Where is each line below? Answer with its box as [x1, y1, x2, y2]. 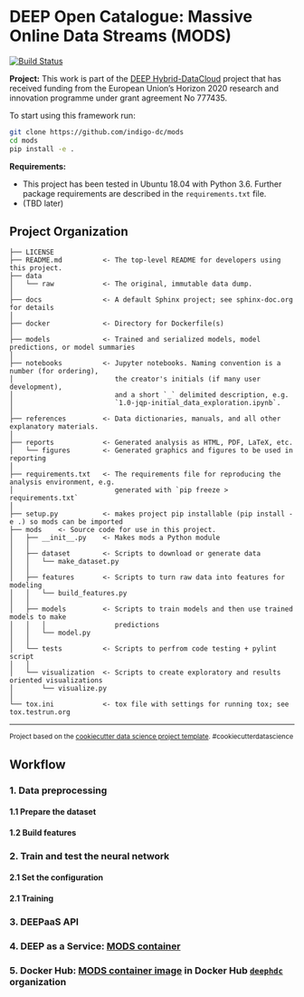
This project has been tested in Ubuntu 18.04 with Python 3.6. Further [22, 179, 282, 189]
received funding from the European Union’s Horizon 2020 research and [9, 82, 279, 93]
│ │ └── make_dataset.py [9, 557, 119, 566]
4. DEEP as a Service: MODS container [9, 940, 181, 953]
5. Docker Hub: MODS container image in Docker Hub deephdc [9, 963, 283, 976]
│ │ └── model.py [9, 628, 91, 638]
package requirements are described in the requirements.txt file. [22, 188, 267, 198]
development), [9, 382, 63, 392]
